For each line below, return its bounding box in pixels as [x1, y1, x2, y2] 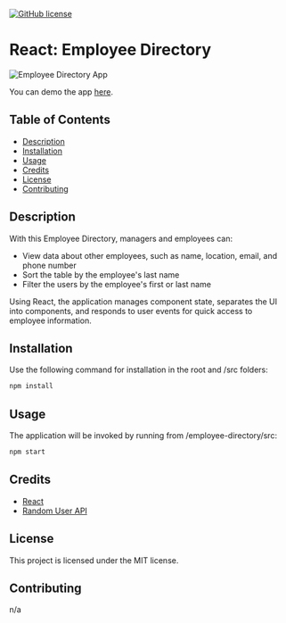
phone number [21, 260, 78, 270]
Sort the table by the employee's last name [21, 269, 180, 280]
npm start [9, 447, 46, 457]
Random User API [21, 505, 87, 516]
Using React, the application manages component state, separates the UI [9, 295, 278, 307]
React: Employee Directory [9, 40, 212, 60]
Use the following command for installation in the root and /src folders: [9, 364, 269, 375]
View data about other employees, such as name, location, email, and [21, 250, 278, 261]
